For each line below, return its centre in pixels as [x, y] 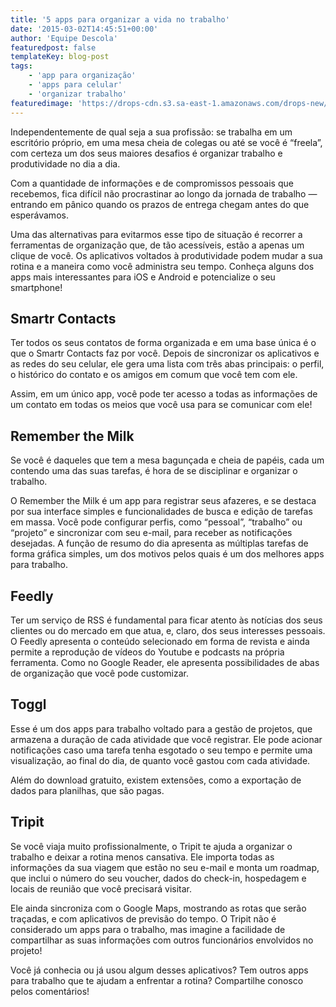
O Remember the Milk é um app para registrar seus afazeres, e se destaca [163, 501]
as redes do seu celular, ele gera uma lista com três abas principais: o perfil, [167, 364]
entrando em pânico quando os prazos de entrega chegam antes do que [160, 204]
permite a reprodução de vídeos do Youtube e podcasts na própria [147, 652]
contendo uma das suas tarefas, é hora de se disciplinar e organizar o [154, 471]
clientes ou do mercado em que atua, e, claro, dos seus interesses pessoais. [168, 630]
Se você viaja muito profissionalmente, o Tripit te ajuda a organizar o [151, 846]
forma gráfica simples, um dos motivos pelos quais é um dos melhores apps [167, 554]
